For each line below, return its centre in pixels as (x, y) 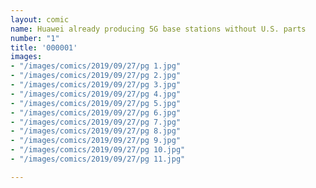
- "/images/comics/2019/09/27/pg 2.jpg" (96, 76)
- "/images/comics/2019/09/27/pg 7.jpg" (96, 122)
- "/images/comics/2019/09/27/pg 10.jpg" (98, 150)
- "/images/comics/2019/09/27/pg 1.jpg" (96, 66)
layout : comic (40, 19)
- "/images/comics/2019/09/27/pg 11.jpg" (98, 159)
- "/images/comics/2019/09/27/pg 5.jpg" (96, 103)
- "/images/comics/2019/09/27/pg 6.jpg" (96, 112)
